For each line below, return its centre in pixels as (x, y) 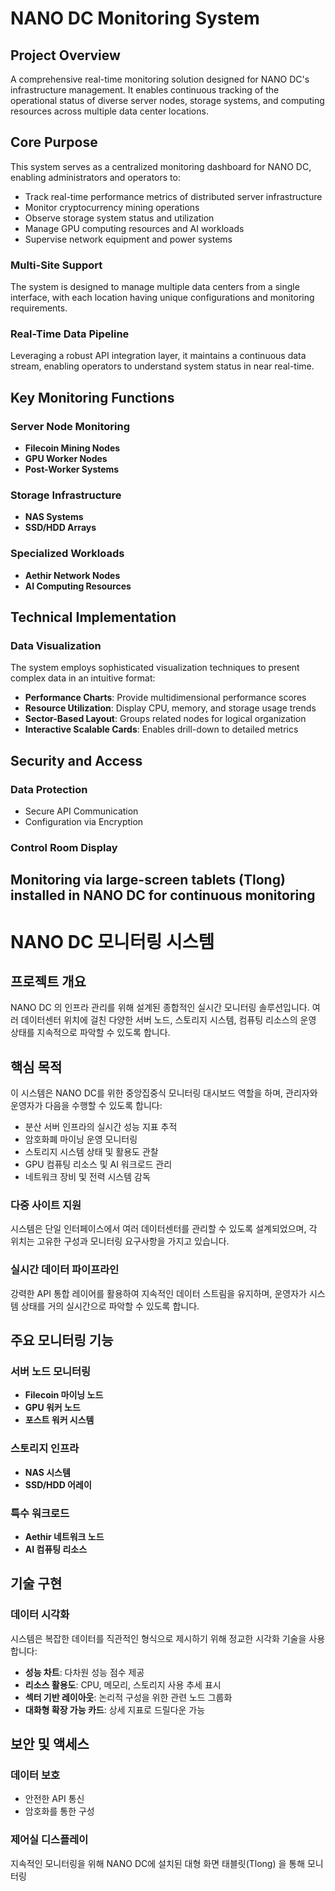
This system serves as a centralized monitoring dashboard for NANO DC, (161, 166)
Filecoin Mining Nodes (72, 448)
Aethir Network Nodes (72, 575)
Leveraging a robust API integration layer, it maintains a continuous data (158, 356)
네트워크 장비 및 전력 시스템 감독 (87, 1177)
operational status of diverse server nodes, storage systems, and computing (167, 100)
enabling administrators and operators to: (95, 177)
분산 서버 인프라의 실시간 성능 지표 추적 (101, 1127)
